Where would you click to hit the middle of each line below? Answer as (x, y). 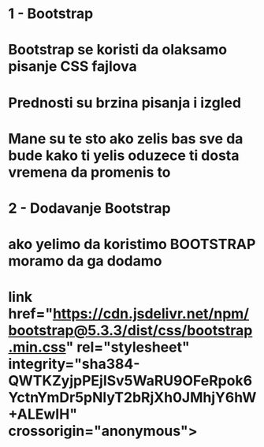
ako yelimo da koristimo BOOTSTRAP (132, 244)
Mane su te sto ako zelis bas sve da (126, 138)
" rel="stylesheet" (128, 347)
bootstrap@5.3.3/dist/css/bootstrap (130, 331)
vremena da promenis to (89, 172)
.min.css (37, 347)
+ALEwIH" (43, 414)
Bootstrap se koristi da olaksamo (117, 50)
